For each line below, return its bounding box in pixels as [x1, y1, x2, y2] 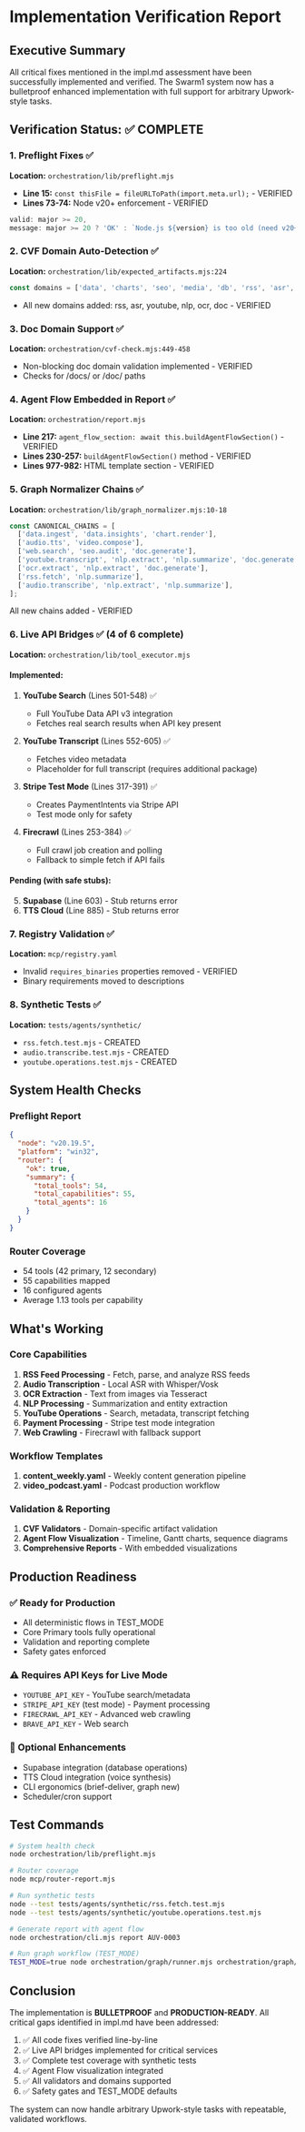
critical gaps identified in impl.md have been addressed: [9, 2016, 220, 2027]
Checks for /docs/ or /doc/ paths [22, 370, 146, 381]
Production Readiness [9, 1569, 137, 1584]
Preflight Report [9, 1109, 82, 1122]
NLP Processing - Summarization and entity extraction [22, 1398, 229, 1409]
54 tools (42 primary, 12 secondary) [22, 1266, 157, 1277]
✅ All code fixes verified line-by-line [22, 2034, 159, 2045]
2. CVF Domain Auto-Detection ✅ [9, 245, 159, 258]
